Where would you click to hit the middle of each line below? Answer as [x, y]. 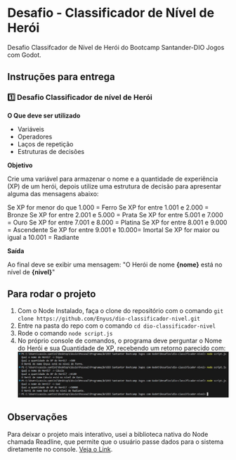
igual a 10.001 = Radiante [43, 237]
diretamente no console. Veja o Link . [60, 449]
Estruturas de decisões [51, 151]
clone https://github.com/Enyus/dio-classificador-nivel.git [109, 319]
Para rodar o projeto [52, 294]
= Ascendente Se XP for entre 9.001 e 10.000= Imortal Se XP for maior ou [113, 229]
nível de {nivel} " [31, 271]
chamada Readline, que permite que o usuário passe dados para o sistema [115, 442]
